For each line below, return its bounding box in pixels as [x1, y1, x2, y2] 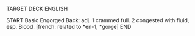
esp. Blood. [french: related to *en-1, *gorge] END [6, 23, 132, 30]
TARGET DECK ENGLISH [6, 5, 68, 12]
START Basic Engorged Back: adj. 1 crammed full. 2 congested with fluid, [6, 17, 190, 23]
